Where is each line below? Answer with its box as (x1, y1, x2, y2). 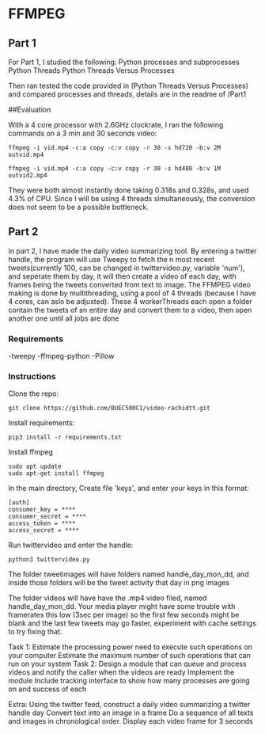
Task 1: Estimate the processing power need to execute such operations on (8, 642, 253, 652)
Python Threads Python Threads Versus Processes (8, 66, 176, 75)
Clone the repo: (8, 389, 59, 398)
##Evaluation (8, 105, 51, 114)
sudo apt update (8, 462, 62, 471)
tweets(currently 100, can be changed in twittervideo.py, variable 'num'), (8, 263, 245, 272)
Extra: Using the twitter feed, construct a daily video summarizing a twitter (8, 700, 251, 709)
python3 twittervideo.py (8, 556, 90, 564)
